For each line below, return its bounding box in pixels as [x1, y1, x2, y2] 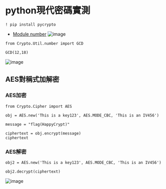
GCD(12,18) [5, 50, 29, 55]
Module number [12, 31, 47, 37]
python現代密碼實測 [5, 5, 91, 16]
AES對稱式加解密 [5, 75, 60, 84]
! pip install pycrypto [5, 22, 56, 27]
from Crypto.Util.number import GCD [5, 41, 84, 46]
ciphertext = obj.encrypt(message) [5, 130, 81, 136]
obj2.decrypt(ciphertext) [5, 169, 60, 174]
